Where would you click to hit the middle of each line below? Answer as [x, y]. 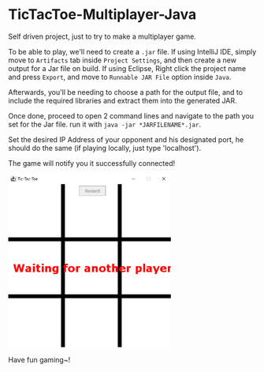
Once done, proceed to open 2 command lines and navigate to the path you [131, 115]
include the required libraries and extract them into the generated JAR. [123, 100]
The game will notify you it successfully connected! [92, 163]
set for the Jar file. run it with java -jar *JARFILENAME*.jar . [105, 124]
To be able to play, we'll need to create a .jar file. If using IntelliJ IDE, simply [132, 51]
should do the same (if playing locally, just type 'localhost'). [105, 148]
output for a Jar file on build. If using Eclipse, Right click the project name [127, 68]
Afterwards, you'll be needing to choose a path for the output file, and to [125, 92]
